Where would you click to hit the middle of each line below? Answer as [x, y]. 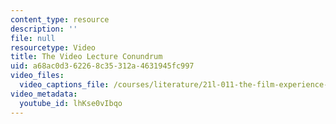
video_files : [37, 76]
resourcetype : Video [53, 47]
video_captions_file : [64, 85]
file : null [33, 38]
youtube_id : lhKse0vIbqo [71, 103]
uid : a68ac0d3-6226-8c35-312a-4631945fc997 [102, 66]
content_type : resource [60, 19]
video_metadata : [44, 94]
